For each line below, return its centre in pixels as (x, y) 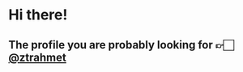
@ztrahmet (37, 57)
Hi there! (38, 15)
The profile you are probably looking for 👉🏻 (121, 45)
